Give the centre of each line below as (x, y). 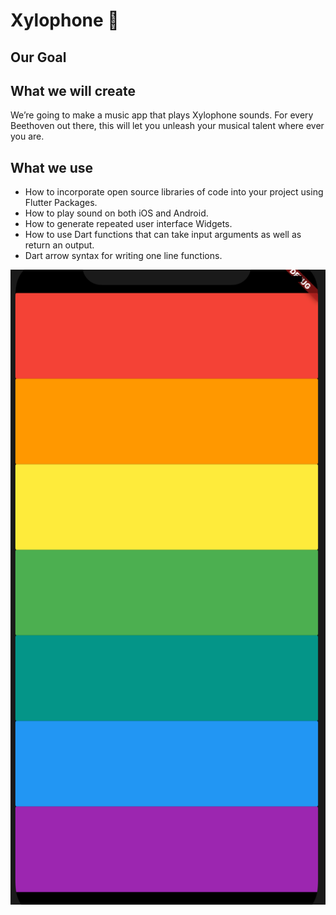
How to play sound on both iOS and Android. (116, 213)
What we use (52, 167)
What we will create (73, 90)
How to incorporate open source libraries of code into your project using (174, 192)
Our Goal (38, 57)
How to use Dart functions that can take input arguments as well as (163, 235)
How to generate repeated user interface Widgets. (128, 224)
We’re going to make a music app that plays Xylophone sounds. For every (162, 115)
